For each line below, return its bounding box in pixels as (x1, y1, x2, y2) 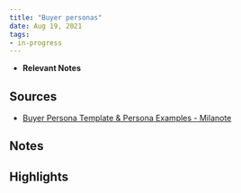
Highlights (9, 169, 69, 184)
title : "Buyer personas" (9, 13, 103, 22)
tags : (9, 30, 30, 39)
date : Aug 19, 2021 (9, 22, 83, 31)
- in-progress (9, 38, 63, 48)
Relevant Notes (22, 63, 82, 74)
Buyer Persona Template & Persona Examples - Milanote (22, 113, 232, 124)
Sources (9, 89, 58, 104)
